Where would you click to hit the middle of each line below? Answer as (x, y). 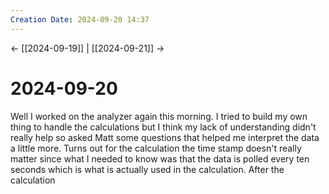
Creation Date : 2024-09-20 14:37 (80, 19)
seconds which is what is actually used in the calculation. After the (147, 169)
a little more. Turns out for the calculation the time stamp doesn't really (156, 148)
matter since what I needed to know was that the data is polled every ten (160, 158)
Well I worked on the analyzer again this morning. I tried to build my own (159, 116)
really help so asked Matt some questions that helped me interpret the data (165, 137)
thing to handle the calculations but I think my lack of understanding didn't (163, 127)
